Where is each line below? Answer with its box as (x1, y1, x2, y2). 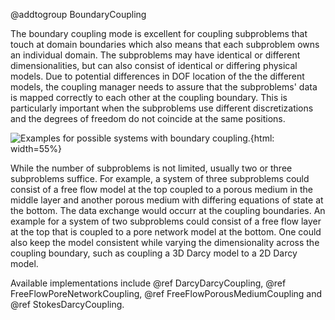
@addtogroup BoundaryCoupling (10, 9, 147, 20)
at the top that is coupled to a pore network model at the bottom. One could (10, 226, 322, 238)
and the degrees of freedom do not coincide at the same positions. (10, 113, 286, 124)
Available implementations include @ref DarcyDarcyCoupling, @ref (10, 277, 287, 289)
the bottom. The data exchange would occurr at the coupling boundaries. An (10, 205, 326, 216)
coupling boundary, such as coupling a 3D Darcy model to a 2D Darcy (10, 247, 298, 259)
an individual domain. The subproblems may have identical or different (10, 49, 301, 61)
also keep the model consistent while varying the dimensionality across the (10, 237, 320, 248)
